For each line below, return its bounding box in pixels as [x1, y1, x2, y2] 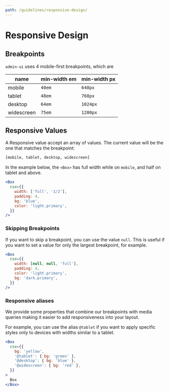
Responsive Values [5, 126, 67, 135]
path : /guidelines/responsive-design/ [5, 7, 88, 13]
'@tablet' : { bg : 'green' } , [14, 353, 76, 359]
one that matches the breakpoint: [5, 145, 75, 151]
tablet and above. [5, 169, 42, 176]
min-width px [81, 75, 116, 82]
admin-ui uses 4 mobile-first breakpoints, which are [5, 63, 114, 69]
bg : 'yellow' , [14, 349, 44, 354]
